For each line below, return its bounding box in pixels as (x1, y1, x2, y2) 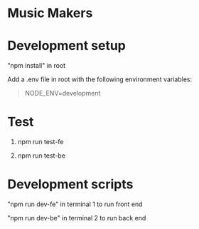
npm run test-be (17, 151, 66, 160)
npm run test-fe (17, 138, 64, 146)
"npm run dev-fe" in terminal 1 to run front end (7, 200, 144, 208)
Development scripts (7, 176, 134, 193)
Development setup (7, 38, 127, 54)
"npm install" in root (7, 61, 66, 70)
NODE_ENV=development (24, 89, 101, 98)
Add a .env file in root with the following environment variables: (7, 75, 193, 83)
